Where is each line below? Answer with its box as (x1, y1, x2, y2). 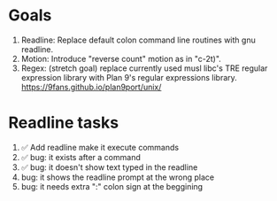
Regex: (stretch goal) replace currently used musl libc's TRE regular (20, 63, 268, 73)
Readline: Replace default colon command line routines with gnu (20, 35, 256, 45)
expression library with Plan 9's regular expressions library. (20, 72, 238, 82)
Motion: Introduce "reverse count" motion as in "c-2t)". (20, 53, 222, 64)
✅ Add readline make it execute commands (20, 142, 179, 152)
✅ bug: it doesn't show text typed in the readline (20, 161, 198, 173)
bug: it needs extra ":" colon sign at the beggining (20, 181, 204, 191)
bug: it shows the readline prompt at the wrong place (20, 172, 214, 182)
